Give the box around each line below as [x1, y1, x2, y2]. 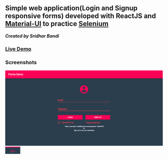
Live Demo [5, 45, 31, 52]
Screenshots [5, 58, 37, 65]
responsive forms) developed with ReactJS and [5, 12, 156, 20]
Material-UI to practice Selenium [5, 19, 109, 28]
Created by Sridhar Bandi [5, 32, 59, 39]
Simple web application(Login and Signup [5, 4, 138, 12]
